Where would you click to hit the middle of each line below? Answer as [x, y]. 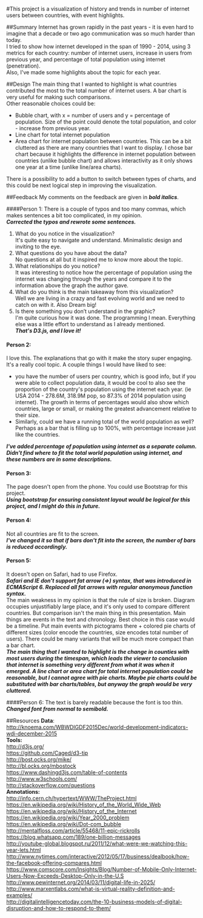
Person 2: [19, 345]
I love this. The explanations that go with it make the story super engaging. [99, 358]
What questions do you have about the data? [71, 253]
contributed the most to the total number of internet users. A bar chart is [96, 90]
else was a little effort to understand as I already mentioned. [90, 324]
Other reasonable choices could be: [51, 103]
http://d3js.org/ [25, 746]
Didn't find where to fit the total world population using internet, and [94, 453]
